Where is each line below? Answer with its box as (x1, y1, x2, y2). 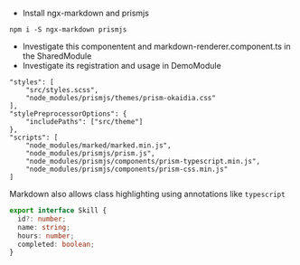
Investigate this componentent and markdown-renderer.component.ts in (22, 41, 291, 52)
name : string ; (17, 222, 70, 232)
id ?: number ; (17, 214, 67, 223)
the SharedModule (22, 51, 92, 62)
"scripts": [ (9, 133, 59, 142)
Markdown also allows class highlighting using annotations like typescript (9, 189, 286, 199)
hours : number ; (17, 231, 75, 241)
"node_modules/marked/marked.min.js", (25, 141, 172, 150)
